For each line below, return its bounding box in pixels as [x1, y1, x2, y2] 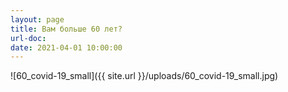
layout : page [10, 14, 65, 25]
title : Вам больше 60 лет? [10, 24, 123, 34]
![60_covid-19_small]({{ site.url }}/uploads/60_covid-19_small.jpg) [10, 70, 279, 82]
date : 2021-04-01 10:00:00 [10, 42, 123, 53]
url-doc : [10, 33, 47, 43]
